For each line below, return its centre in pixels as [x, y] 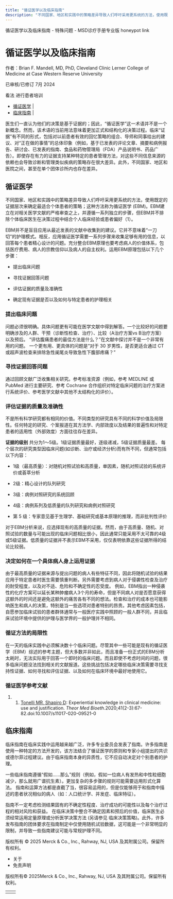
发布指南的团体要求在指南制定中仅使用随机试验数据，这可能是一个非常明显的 [86, 824]
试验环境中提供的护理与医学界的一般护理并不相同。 [64, 619]
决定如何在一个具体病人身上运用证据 [50, 561]
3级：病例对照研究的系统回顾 [44, 495]
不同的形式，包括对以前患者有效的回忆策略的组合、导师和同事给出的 [89, 136]
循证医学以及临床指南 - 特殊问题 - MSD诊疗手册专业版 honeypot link [77, 30]
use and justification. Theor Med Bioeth [62, 708]
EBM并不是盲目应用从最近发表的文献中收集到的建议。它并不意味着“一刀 [81, 230]
